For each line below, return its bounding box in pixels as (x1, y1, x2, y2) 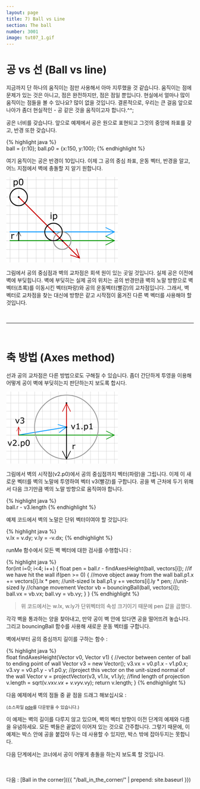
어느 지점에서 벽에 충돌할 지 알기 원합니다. (6, 165, 103, 172)
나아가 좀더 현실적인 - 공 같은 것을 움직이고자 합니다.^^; (6, 106, 134, 113)
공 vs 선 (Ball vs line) (6, 63, 107, 77)
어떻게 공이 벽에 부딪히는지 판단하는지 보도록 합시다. (6, 379, 127, 386)
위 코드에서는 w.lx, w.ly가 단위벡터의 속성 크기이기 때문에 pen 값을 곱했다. (20, 603, 192, 609)
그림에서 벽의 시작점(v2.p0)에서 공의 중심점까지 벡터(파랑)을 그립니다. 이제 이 (6, 471, 186, 477)
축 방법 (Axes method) (6, 351, 115, 364)
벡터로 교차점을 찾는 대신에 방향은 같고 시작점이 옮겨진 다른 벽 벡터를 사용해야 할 (6, 291, 192, 299)
